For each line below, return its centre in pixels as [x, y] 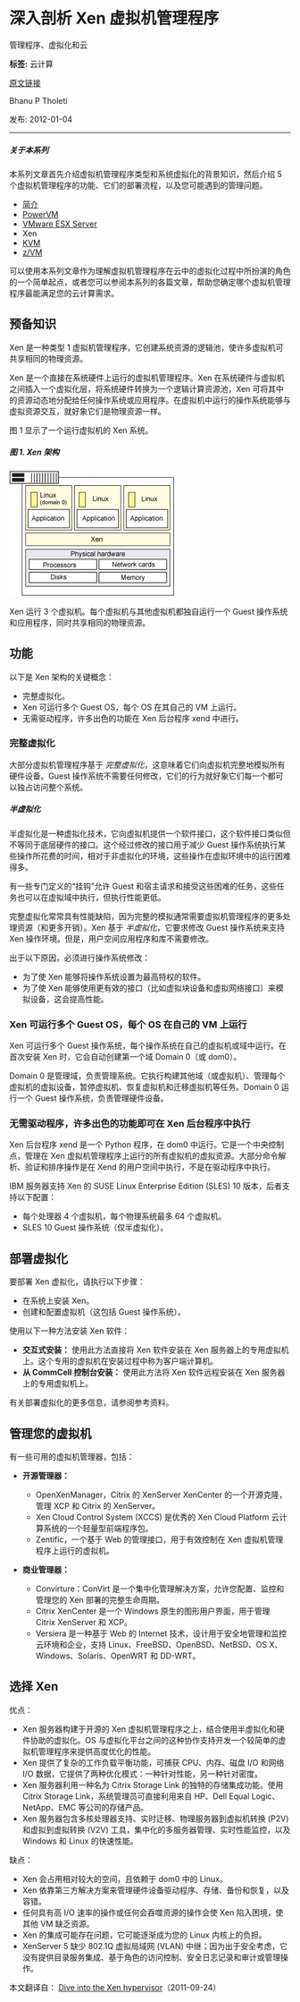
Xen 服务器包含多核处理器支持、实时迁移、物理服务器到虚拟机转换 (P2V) [155, 1819]
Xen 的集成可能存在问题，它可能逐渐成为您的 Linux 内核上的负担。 [144, 1935]
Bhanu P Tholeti [38, 100]
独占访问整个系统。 [52, 787]
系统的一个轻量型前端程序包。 [98, 1528]
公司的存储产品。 [117, 1807]
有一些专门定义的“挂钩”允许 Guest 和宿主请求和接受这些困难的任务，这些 [143, 886]
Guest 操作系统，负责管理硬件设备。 [101, 1098]
